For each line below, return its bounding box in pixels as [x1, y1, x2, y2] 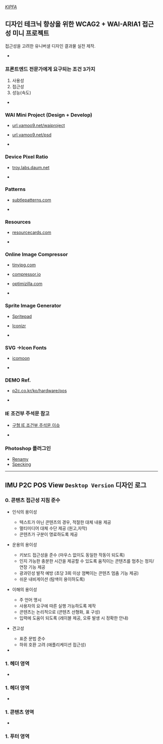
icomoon [12, 356, 30, 361]
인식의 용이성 [12, 509, 37, 515]
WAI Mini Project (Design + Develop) [5, 112, 93, 118]
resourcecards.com [12, 229, 51, 235]
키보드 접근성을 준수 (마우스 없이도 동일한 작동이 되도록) [19, 552, 125, 558]
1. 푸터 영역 [5, 733, 30, 740]
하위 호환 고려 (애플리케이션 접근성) [19, 642, 86, 647]
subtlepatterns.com [12, 197, 51, 203]
